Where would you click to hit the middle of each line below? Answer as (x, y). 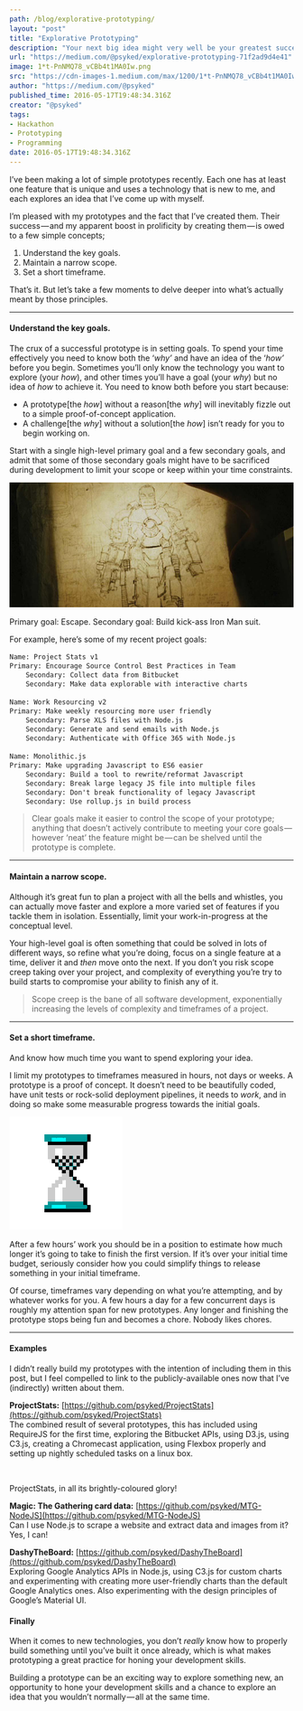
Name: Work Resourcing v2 (58, 702)
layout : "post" (38, 28)
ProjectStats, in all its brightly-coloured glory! (93, 1488)
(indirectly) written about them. (67, 1387)
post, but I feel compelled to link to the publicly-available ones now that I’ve (150, 1377)
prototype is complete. (73, 847)
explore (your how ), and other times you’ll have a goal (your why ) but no (143, 377)
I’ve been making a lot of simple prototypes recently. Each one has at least (148, 179)
